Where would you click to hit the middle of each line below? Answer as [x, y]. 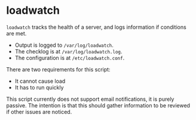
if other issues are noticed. [39, 112]
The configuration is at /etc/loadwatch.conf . [70, 58]
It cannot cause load [40, 81]
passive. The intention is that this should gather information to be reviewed [98, 105]
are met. [16, 33]
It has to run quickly [39, 87]
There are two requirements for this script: [58, 69]
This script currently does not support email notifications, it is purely [90, 99]
